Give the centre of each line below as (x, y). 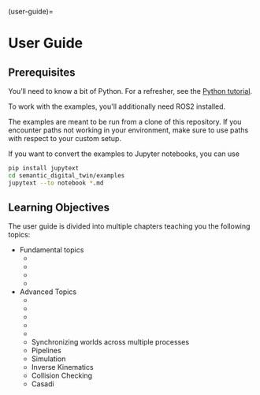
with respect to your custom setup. (65, 138)
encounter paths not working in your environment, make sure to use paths (128, 130)
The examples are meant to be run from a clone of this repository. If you (125, 122)
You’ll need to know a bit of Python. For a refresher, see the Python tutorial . (130, 91)
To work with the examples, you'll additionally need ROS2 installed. (117, 106)
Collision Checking (62, 376)
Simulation (48, 359)
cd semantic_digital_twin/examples (67, 175)
